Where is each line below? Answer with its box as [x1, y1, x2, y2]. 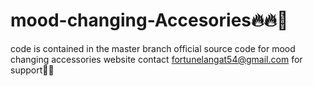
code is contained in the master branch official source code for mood [10, 42, 296, 54]
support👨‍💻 [10, 64, 55, 76]
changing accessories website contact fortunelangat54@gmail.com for [10, 53, 303, 65]
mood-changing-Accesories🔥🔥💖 [10, 9, 289, 32]
